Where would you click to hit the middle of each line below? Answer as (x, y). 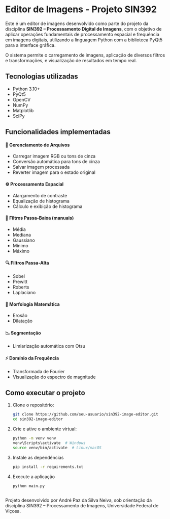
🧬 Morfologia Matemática (32, 304)
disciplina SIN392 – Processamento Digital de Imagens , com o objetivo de (83, 29)
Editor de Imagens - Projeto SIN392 (81, 9)
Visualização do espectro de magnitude (54, 377)
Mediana (22, 235)
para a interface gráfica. (30, 45)
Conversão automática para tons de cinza (56, 162)
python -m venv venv (34, 438)
